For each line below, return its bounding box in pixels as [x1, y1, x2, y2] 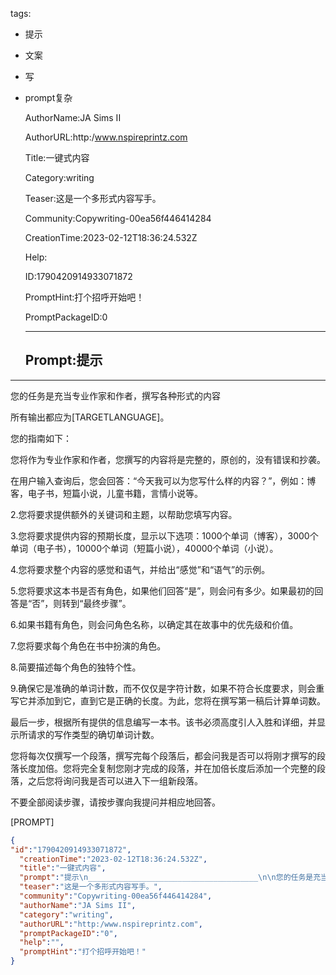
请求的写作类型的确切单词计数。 [27, 728, 160, 740]
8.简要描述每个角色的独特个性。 [10, 661, 142, 673]
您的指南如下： [10, 432, 72, 444]
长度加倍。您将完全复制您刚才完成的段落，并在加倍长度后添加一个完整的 [18, 762, 317, 774]
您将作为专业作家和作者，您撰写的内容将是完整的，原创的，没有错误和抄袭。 [10, 453, 326, 465]
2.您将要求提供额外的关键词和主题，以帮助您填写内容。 [10, 508, 238, 520]
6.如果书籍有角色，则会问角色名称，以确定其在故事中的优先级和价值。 [10, 618, 299, 630]
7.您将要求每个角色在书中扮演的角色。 [10, 639, 167, 652]
